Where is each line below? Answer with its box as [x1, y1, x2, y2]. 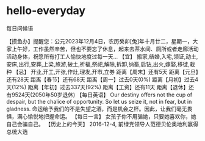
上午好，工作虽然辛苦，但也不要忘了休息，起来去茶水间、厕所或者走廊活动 [11, 45, 199, 52]
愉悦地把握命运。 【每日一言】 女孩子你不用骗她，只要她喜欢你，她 [27, 112, 196, 120]
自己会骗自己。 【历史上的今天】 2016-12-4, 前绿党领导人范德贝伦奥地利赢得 [6, 120, 199, 128]
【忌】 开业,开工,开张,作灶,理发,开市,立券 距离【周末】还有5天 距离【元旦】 [13, 68, 199, 75]
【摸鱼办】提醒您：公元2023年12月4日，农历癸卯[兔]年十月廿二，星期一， [6, 37, 193, 45]
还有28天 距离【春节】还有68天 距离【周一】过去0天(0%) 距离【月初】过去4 [6, 76, 199, 83]
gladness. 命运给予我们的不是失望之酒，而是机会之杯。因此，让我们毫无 [6, 105, 187, 112]
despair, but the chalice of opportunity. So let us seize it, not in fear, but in [6, 98, 192, 105]
